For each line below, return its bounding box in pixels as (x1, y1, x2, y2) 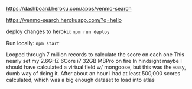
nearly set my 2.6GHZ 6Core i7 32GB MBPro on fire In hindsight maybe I (6, 58, 182, 64)
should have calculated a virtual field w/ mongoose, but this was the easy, (6, 63, 186, 71)
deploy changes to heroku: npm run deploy (6, 28, 110, 35)
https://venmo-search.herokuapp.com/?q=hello (6, 17, 122, 23)
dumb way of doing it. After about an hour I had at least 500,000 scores (6, 70, 181, 77)
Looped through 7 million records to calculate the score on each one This (6, 51, 185, 58)
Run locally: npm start (6, 40, 60, 46)
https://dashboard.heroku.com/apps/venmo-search (6, 5, 132, 12)
